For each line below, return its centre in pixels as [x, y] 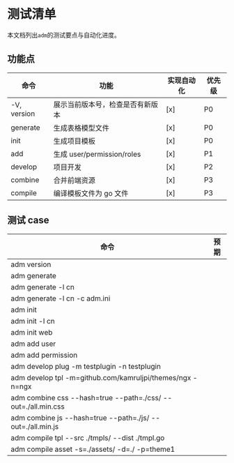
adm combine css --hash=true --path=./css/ [86, 397]
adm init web [32, 332]
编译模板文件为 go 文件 [91, 193]
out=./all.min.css [38, 407]
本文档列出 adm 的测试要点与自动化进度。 [64, 35]
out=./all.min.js [35, 426]
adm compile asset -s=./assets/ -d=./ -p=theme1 [93, 449]
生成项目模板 [75, 141]
